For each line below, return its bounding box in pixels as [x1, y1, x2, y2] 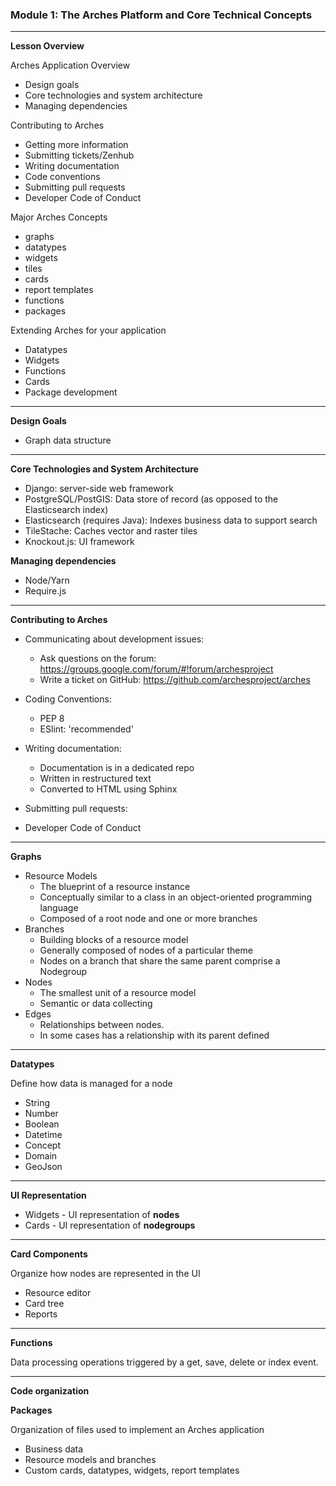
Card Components [10, 1248, 88, 1260]
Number [24, 1108, 59, 1120]
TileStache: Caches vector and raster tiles [24, 525, 198, 537]
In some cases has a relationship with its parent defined [39, 1029, 270, 1042]
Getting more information [24, 139, 129, 151]
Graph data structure [24, 434, 112, 447]
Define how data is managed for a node [10, 1078, 173, 1090]
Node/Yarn [24, 574, 70, 587]
